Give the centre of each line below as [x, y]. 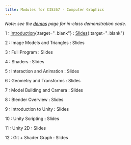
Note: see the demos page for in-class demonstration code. [66, 24]
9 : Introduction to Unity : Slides [37, 109]
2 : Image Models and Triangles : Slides [45, 43]
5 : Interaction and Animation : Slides [42, 71]
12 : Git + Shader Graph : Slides [37, 137]
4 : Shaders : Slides [25, 61]
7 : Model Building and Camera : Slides [44, 90]
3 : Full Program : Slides [29, 52]
